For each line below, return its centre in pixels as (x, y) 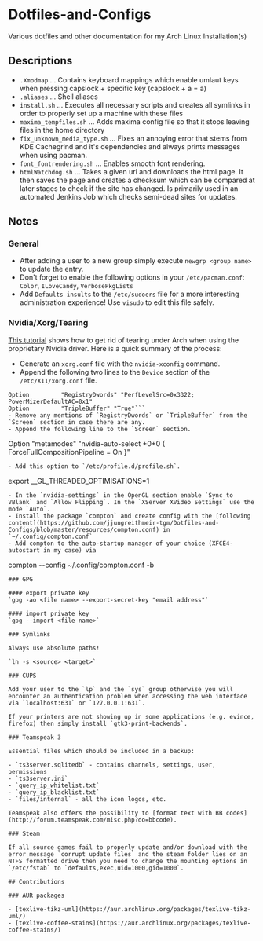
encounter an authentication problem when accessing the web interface (128, 696)
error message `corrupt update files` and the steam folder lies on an (128, 854)
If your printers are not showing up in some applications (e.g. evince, (131, 716)
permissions (27, 771)
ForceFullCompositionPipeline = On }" (69, 452)
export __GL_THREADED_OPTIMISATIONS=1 (79, 481)
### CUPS (22, 676)
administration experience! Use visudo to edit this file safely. (117, 302)
